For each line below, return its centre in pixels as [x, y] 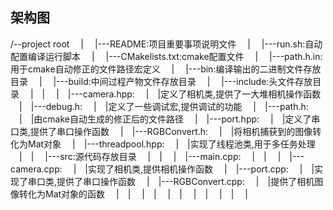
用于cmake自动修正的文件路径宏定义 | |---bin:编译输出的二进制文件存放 [166, 69]
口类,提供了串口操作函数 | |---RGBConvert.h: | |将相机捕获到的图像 [161, 131]
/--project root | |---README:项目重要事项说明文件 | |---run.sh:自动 [166, 44]
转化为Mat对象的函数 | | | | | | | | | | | [133, 194]
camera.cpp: [36, 169]
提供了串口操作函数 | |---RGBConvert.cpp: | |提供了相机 [185, 181]
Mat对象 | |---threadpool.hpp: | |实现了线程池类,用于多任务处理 [171, 144]
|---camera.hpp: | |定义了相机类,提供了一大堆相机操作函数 [194, 94]
